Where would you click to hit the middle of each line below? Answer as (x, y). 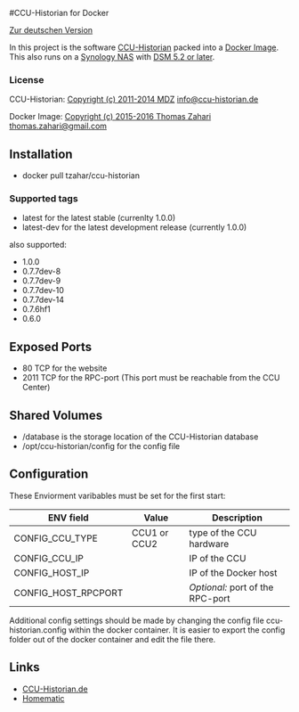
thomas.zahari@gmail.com (58, 126)
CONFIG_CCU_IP (49, 558)
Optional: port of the (231, 587)
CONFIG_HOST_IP (52, 572)
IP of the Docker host (233, 572)
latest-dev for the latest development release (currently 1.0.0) (134, 227)
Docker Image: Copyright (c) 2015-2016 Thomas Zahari (110, 117)
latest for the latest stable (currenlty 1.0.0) (99, 218)
